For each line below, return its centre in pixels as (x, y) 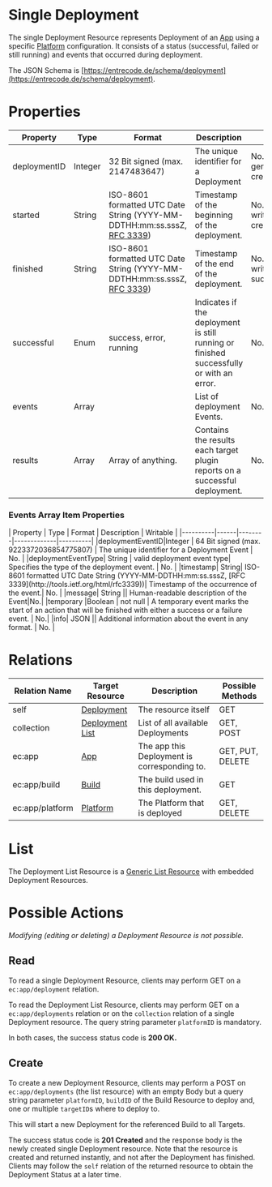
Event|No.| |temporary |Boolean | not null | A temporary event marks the (129, 602)
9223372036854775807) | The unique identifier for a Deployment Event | (131, 550)
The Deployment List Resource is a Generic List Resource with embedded (131, 872)
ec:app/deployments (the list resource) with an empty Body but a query (126, 1091)
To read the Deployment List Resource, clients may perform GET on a (124, 1005)
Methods (239, 696)
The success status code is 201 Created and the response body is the (125, 1140)
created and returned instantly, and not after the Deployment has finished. (132, 1157)
